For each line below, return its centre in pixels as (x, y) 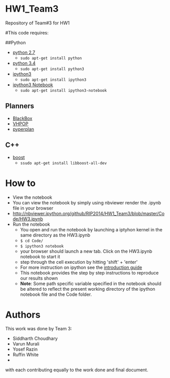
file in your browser (33, 208)
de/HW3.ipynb (28, 219)
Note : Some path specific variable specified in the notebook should (91, 283)
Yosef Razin (25, 349)
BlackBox (22, 118)
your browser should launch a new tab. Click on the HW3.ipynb (86, 251)
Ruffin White (26, 355)
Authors (23, 315)
